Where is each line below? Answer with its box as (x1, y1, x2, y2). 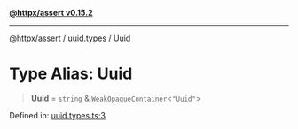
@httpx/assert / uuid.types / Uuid (9, 33, 131, 43)
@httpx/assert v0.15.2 (9, 8, 93, 18)
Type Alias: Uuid (9, 64, 133, 84)
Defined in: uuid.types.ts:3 (9, 110, 106, 120)
